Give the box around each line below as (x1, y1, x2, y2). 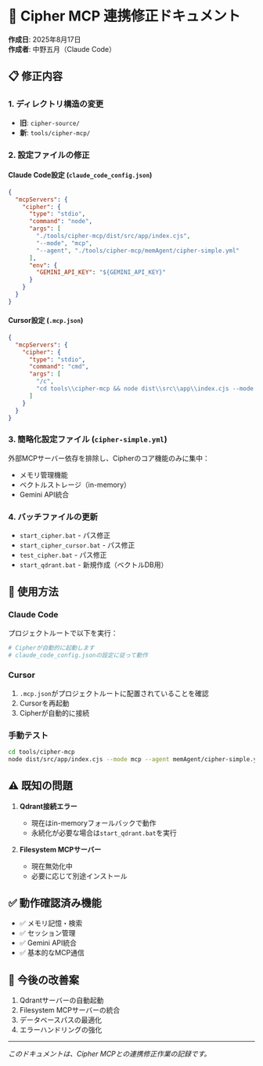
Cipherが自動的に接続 (19, 708, 90, 717)
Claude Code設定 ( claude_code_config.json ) (8, 170, 153, 180)
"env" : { (28, 261, 58, 269)
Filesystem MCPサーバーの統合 (19, 1006, 121, 1015)
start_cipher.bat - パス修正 (19, 531, 111, 540)
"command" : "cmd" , (28, 363, 89, 371)
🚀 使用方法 (8, 585, 59, 599)
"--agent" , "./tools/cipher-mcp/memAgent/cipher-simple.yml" (36, 247, 240, 255)
